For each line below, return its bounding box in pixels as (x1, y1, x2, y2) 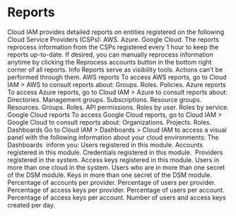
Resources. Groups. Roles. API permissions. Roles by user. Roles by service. (7, 103, 230, 111)
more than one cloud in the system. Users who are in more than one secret (7, 163, 225, 171)
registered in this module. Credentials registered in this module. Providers (7, 148, 223, 157)
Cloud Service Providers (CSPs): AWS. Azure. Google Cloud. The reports (7, 35, 219, 43)
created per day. (7, 200, 55, 209)
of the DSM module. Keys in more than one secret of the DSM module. (7, 171, 212, 179)
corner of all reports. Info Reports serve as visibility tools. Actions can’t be (7, 65, 223, 74)
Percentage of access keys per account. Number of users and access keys (7, 193, 226, 202)
